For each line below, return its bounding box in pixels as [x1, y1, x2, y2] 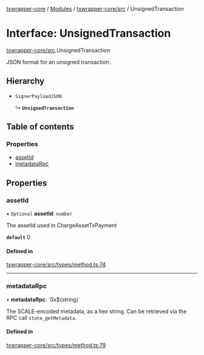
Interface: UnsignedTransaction [6, 27, 171, 40]
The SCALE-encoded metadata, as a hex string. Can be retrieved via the [6, 308, 187, 315]
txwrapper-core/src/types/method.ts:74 [6, 261, 106, 269]
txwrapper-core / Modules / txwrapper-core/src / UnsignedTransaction [6, 5, 184, 12]
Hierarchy [6, 76, 45, 86]
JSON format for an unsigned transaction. [6, 58, 111, 66]
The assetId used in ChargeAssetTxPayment [6, 222, 117, 229]
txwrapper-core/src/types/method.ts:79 [6, 341, 106, 349]
